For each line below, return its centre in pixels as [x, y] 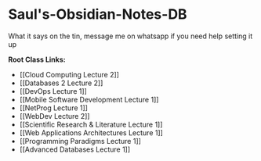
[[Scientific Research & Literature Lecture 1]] [91, 124]
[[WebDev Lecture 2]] [54, 116]
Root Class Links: [37, 59]
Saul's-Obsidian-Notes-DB [98, 14]
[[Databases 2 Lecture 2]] [61, 83]
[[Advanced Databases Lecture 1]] [75, 149]
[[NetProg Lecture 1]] [54, 108]
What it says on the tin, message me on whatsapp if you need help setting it [130, 36]
